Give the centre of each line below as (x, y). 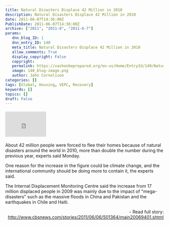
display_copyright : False (39, 57)
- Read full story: (146, 212)
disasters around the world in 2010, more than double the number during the (84, 151)
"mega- (149, 191)
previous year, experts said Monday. (43, 156)
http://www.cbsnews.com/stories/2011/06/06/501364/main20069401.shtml (86, 217)
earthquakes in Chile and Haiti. (37, 202)
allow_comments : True (34, 52)
